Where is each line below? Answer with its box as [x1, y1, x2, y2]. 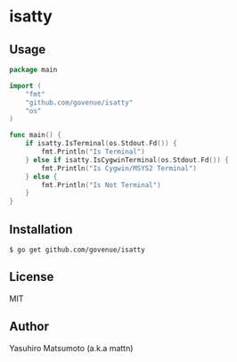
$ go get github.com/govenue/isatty [9, 245, 145, 254]
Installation [9, 221, 73, 237]
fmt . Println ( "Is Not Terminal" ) [41, 180, 162, 189]
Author [9, 319, 49, 334]
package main [9, 65, 58, 74]
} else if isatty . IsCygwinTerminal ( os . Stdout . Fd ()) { [25, 155, 229, 164]
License [9, 269, 54, 284]
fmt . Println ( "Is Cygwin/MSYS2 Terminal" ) [41, 163, 198, 173]
